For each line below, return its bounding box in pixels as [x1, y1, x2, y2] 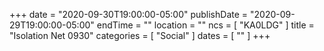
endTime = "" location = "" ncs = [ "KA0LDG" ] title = [96, 19, 315, 31]
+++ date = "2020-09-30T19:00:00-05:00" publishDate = [9, 9, 249, 20]
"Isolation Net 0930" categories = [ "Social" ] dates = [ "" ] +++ [9, 30, 271, 41]
